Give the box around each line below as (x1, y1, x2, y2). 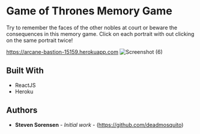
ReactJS (14, 81, 36, 89)
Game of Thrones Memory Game (6, 4, 172, 18)
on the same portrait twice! (6, 36, 73, 44)
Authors (6, 105, 38, 115)
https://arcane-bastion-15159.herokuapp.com (6, 48, 119, 55)
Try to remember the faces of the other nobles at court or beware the (6, 24, 178, 31)
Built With (6, 66, 44, 76)
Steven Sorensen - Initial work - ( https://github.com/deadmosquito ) (14, 121, 184, 128)
